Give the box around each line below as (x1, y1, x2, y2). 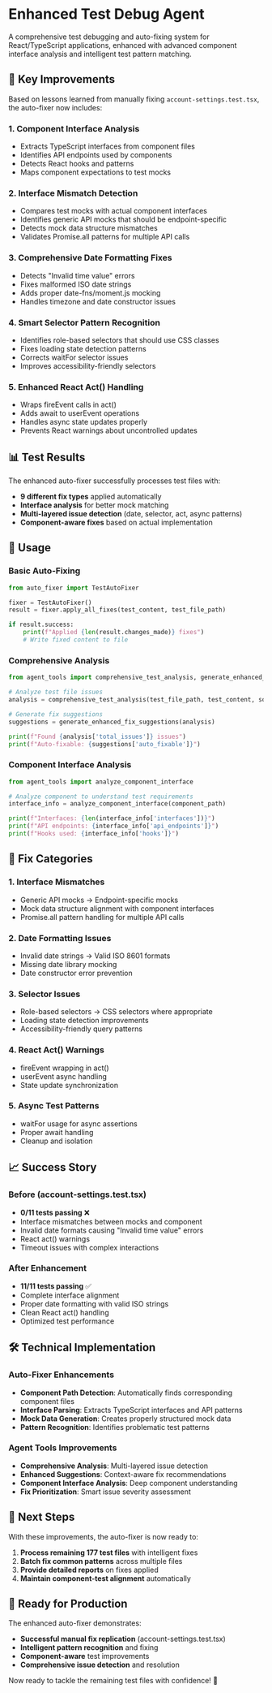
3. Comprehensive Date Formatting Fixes (8, 253, 172, 264)
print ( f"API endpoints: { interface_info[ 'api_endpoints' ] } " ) (8, 822, 219, 831)
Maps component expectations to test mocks (19, 167, 172, 177)
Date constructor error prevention (19, 968, 133, 978)
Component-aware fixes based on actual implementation (19, 517, 213, 528)
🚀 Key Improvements (8, 72, 116, 86)
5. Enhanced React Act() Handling (8, 381, 144, 392)
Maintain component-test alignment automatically (19, 1573, 192, 1583)
